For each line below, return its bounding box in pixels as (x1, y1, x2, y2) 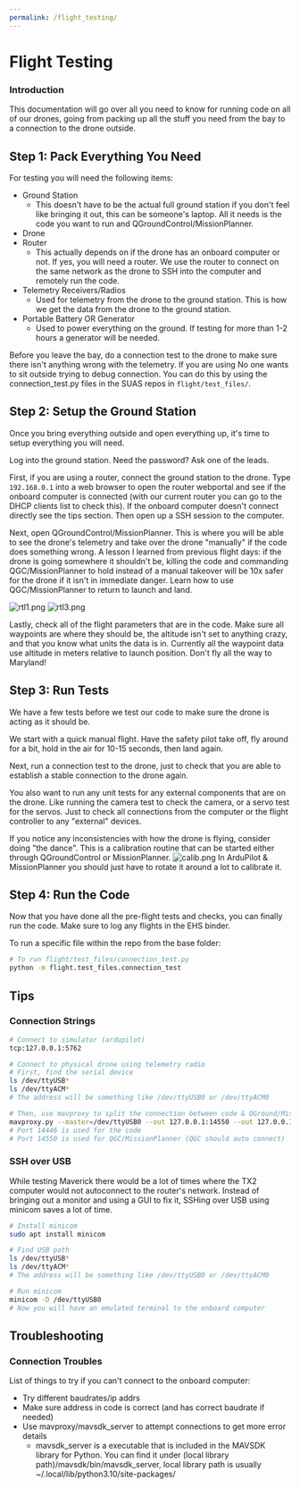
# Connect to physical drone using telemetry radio (9, 1060, 205, 1069)
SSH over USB (9, 1155, 71, 1168)
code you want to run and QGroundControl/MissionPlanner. (35, 218, 254, 229)
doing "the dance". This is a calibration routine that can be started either (9, 842, 275, 853)
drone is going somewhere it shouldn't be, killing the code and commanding (9, 555, 288, 566)
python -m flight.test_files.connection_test (9, 963, 181, 973)
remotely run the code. (35, 275, 121, 286)
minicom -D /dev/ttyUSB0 (9, 1295, 102, 1304)
